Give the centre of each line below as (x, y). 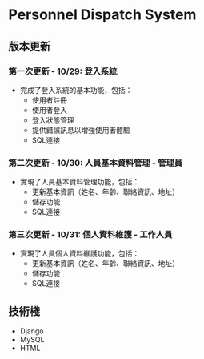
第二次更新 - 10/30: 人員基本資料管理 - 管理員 (95, 163)
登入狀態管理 (53, 120)
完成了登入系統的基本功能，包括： (76, 90)
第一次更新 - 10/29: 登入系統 (63, 71)
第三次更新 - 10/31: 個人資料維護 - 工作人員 (90, 235)
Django (32, 331)
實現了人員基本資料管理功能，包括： (80, 182)
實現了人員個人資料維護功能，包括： (80, 253)
